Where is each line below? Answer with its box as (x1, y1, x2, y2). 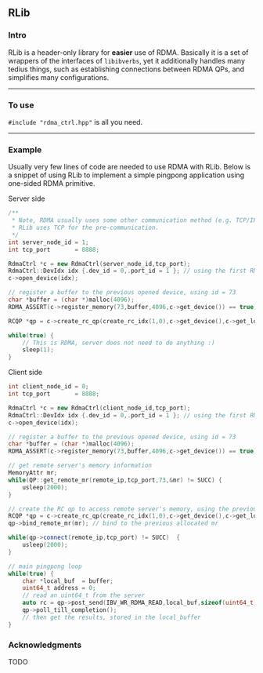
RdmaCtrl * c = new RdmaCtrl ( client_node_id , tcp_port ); (8, 404, 191, 412)
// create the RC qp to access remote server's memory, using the (8, 505, 229, 513)
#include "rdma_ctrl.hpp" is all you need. (8, 117, 143, 126)
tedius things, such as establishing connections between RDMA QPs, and (8, 64, 245, 74)
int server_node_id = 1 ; (8, 238, 89, 246)
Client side (8, 368, 43, 377)
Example (8, 144, 42, 155)
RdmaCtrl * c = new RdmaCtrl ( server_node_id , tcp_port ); (8, 260, 191, 267)
